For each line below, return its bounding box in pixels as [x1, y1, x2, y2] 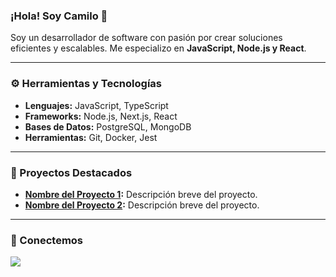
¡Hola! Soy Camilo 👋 [10, 9, 108, 23]
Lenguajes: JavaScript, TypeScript [24, 99, 169, 111]
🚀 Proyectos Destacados [10, 165, 133, 179]
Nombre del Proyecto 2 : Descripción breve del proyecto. [24, 199, 260, 211]
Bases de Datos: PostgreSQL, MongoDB [24, 120, 192, 133]
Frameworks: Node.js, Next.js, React [24, 110, 178, 122]
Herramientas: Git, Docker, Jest [24, 131, 158, 143]
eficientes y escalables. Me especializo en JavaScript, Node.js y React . [10, 42, 307, 54]
